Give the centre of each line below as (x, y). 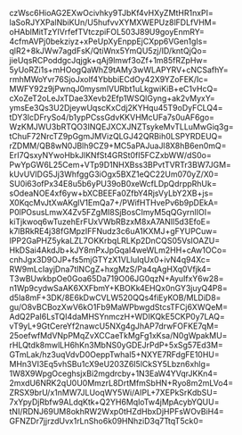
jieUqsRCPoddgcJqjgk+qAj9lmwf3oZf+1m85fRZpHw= (109, 60)
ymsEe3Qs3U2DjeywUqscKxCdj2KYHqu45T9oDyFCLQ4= (116, 108)
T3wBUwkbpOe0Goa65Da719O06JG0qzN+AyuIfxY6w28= (117, 279)
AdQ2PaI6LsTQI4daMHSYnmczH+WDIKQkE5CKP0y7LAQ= (117, 317)
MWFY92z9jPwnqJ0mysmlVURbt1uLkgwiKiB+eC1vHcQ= (114, 89)
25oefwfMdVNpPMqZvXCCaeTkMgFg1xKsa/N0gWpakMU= (118, 335)
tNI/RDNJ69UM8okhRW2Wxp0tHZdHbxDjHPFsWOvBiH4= (117, 411)
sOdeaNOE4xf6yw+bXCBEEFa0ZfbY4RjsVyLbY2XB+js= (112, 193)
